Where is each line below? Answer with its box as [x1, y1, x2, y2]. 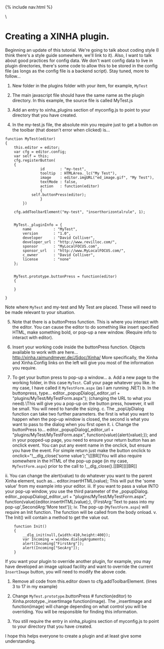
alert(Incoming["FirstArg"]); [23, 541, 84, 546]
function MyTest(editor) [5, 136, 56, 141]
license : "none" [23, 256, 71, 262]
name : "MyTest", [23, 226, 78, 231]
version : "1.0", [23, 231, 71, 236]
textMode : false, [40, 179, 78, 184]
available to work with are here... [12, 349, 78, 355]
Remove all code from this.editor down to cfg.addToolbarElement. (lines [12, 578, 157, 584]
